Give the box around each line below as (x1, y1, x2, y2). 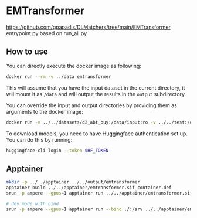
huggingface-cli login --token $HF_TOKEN (6, 148, 109, 154)
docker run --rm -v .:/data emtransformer (6, 73, 111, 80)
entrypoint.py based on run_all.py (6, 29, 87, 36)
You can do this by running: (6, 136, 73, 143)
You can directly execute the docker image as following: (6, 62, 142, 69)
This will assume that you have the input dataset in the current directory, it (6, 84, 185, 91)
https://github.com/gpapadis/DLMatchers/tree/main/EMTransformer (6, 23, 171, 30)
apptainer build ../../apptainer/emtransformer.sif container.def (6, 185, 172, 191)
